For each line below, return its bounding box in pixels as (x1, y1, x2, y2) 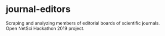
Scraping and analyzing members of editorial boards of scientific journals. (6, 20, 160, 26)
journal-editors (6, 3, 71, 15)
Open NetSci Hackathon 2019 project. (6, 25, 85, 31)
